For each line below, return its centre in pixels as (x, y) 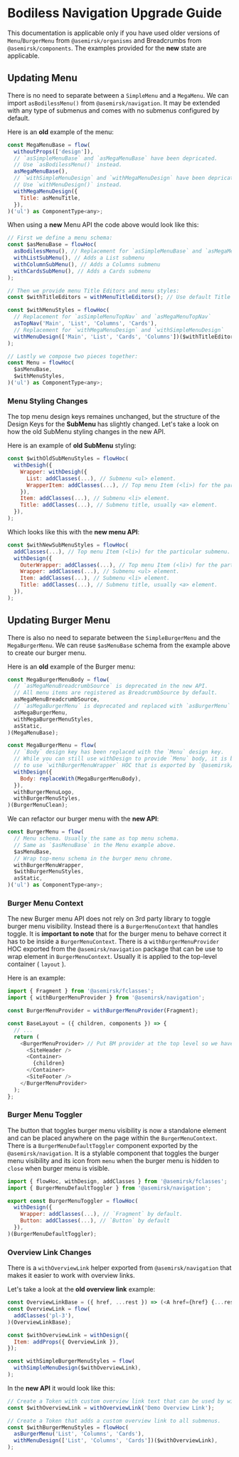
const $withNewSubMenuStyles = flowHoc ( (68, 545)
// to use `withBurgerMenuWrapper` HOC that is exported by (105, 766)
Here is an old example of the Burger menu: (71, 666)
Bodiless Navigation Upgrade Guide (115, 13)
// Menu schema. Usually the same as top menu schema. (97, 839)
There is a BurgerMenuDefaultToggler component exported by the (102, 1145)
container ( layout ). (37, 964)
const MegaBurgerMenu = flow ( (52, 746)
